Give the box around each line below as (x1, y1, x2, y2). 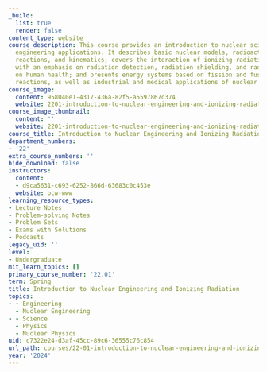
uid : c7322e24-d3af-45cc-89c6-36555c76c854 (8, 337, 155, 345)
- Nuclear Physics (15, 329, 77, 338)
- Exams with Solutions (8, 226, 87, 234)
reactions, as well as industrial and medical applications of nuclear (15, 78, 258, 86)
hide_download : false (8, 160, 80, 168)
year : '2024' (8, 351, 52, 360)
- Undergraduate (8, 255, 62, 263)
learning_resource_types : (8, 196, 94, 204)
